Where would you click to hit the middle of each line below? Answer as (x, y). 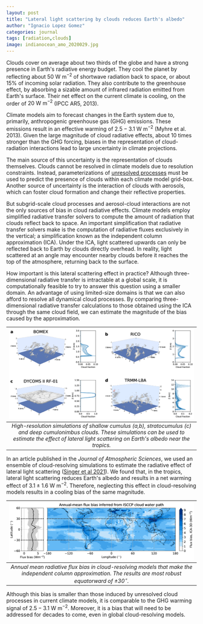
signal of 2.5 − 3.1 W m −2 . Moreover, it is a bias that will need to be (89, 607)
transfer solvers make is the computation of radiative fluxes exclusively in (98, 229)
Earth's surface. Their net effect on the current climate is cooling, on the (96, 96)
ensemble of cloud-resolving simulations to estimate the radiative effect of (99, 465)
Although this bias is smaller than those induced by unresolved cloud (92, 594)
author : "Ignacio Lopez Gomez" (46, 25)
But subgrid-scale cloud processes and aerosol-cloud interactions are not (98, 203)
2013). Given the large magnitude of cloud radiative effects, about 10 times (99, 135)
